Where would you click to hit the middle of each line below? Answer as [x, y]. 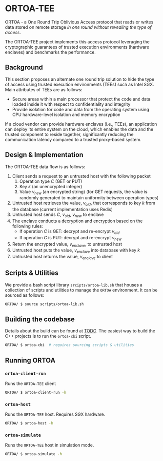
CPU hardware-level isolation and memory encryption [66, 115]
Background [24, 67]
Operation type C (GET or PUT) [51, 181]
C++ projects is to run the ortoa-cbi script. [48, 336]
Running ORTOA [30, 360]
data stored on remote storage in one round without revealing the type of [79, 27]
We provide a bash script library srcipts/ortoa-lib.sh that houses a [74, 285]
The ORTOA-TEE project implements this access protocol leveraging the [77, 41]
